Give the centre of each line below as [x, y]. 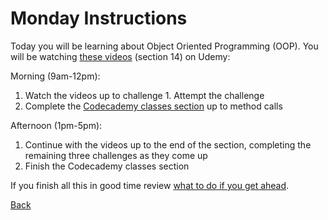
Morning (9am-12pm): [55, 76]
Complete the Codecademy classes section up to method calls [153, 106]
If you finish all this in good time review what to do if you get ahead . [150, 185]
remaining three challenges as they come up [116, 155]
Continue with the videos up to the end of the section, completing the [168, 144]
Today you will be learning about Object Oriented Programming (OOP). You [164, 46]
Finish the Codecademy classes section [107, 166]
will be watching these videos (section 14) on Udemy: [120, 56]
